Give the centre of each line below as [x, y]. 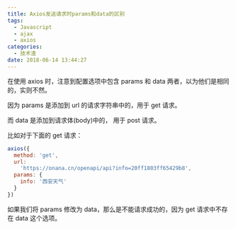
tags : [15, 21]
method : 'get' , [36, 155]
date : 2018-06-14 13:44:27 [47, 60]
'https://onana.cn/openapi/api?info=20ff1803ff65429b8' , [106, 168]
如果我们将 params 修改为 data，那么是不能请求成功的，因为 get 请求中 [112, 209]
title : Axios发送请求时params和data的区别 [66, 14]
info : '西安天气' [44, 181]
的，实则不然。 [29, 90]
